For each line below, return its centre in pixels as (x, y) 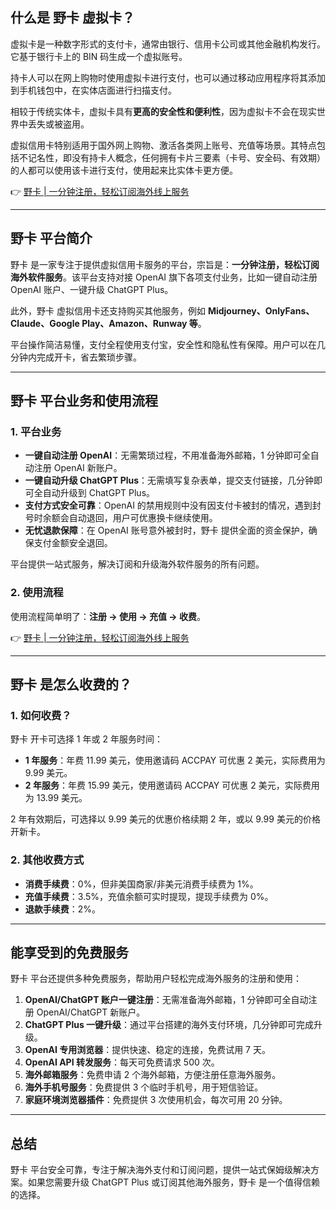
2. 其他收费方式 (47, 860)
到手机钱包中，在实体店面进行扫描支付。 (93, 90)
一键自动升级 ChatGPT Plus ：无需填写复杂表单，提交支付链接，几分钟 (169, 480)
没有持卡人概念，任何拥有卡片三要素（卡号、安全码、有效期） (198, 157)
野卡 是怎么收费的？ (71, 684)
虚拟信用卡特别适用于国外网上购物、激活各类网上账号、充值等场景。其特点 (163, 145)
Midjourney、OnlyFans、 (261, 310)
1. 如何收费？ (41, 715)
